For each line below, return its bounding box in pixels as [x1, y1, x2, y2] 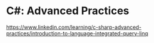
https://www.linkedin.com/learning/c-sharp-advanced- [6, 24, 142, 31]
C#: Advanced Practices [6, 4, 130, 18]
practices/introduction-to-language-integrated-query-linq [6, 29, 149, 37]
